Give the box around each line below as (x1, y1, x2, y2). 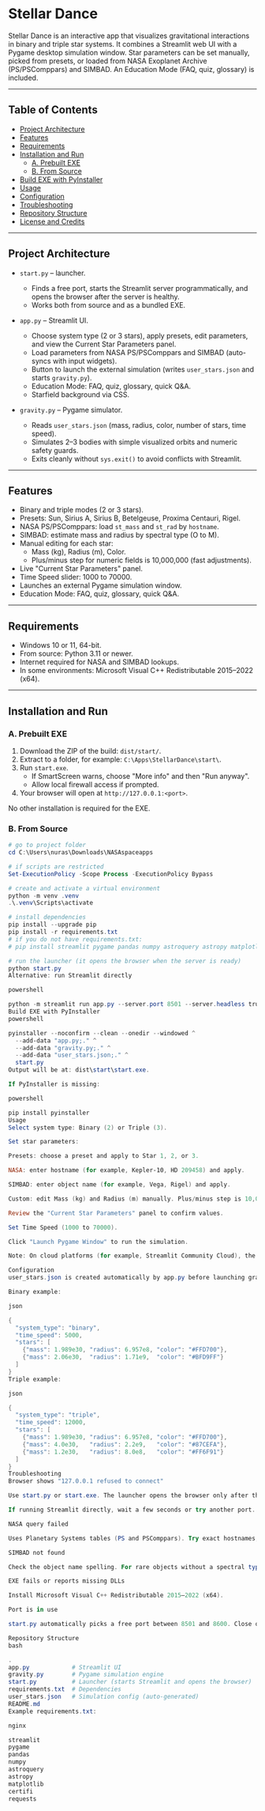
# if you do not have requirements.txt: (8, 935, 144, 943)
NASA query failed (8, 1520, 69, 1528)
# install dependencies (8, 913, 87, 921)
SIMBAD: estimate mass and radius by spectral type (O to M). (19, 531, 219, 540)
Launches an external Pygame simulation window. (19, 580, 183, 590)
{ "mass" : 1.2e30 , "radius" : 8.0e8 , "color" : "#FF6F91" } (22, 1448, 224, 1456)
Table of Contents (8, 104, 99, 117)
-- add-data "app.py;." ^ (15, 1037, 97, 1045)
